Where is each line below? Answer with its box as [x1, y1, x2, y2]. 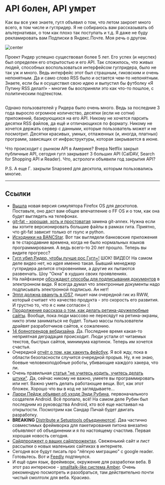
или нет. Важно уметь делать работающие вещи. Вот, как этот [12, 380, 144, 386]
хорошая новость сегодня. [12, 432, 69, 438]
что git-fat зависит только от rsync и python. [12, 229, 105, 235]
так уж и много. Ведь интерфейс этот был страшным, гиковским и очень [5, 69, 159, 75]
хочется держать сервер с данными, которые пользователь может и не [5, 125, 157, 131]
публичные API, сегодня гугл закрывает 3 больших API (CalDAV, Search [5, 151, 155, 156]
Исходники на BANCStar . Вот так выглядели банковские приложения [12, 234, 158, 240]
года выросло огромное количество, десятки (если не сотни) [5, 110, 135, 116]
